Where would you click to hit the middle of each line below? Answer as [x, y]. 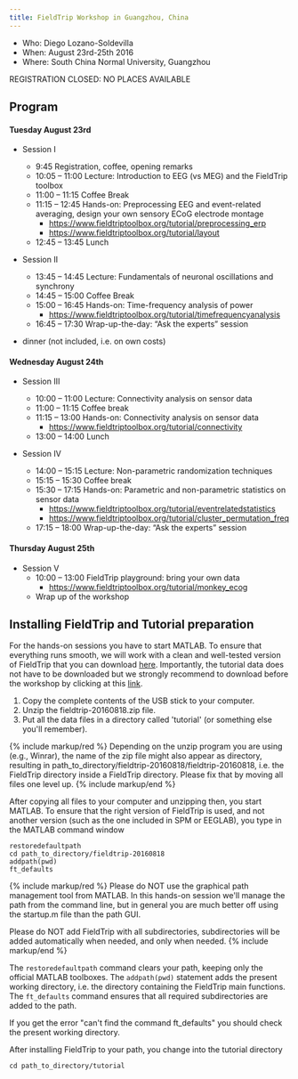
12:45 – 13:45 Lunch [72, 242]
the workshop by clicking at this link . [76, 684]
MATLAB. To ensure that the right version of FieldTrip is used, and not [137, 811]
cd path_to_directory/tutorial [67, 1066]
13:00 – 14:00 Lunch [72, 436]
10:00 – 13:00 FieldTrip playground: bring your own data [137, 577]
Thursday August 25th [52, 548]
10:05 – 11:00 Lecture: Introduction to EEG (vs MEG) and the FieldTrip [161, 176]
